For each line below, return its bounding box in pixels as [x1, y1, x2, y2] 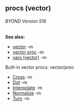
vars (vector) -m [12, 54, 47, 60]
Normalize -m [12, 90, 41, 96]
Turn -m [12, 95, 30, 101]
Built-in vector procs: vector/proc [5, 64, 74, 70]
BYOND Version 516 [5, 18, 46, 24]
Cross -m [12, 74, 32, 80]
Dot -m [12, 79, 28, 85]
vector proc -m [12, 49, 44, 55]
